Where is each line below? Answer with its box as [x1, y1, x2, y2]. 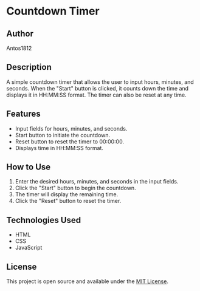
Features [6, 109, 41, 119]
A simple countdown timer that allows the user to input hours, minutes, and [6, 78, 195, 86]
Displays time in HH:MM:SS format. [15, 144, 103, 151]
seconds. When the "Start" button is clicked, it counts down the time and [6, 84, 189, 92]
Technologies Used [6, 214, 81, 225]
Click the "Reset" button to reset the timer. [15, 197, 122, 205]
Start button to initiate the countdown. [15, 131, 111, 139]
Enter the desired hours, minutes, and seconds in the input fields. [15, 178, 179, 185]
